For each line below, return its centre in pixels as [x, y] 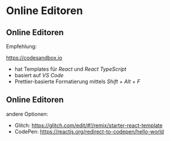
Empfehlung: [21, 46]
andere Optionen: [27, 114]
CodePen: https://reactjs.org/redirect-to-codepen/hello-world [89, 131]
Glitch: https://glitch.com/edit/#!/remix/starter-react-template [89, 125]
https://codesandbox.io [34, 58]
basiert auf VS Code [39, 75]
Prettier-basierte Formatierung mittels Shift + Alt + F [77, 81]
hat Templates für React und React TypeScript [70, 69]
